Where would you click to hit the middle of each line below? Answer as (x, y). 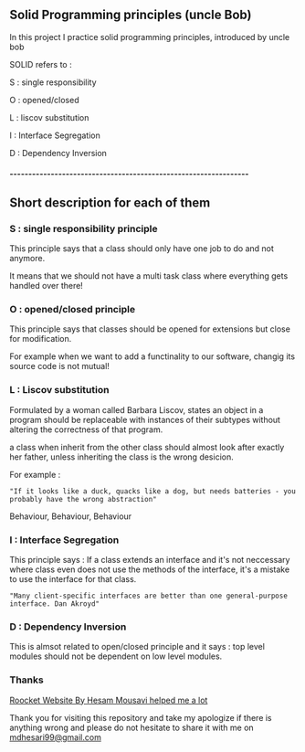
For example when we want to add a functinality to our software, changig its (152, 356)
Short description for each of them (110, 202)
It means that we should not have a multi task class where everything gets (149, 276)
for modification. (41, 339)
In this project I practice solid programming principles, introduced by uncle (150, 37)
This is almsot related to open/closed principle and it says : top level (137, 647)
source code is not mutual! (59, 366)
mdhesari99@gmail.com (56, 737)
